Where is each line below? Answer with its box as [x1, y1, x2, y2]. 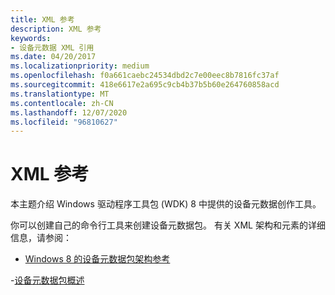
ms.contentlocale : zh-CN [10, 98, 114, 108]
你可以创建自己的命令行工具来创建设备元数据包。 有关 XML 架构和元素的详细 [10, 219, 326, 231]
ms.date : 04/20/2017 [10, 52, 97, 62]
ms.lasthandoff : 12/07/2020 [10, 107, 128, 118]
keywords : [10, 33, 52, 43]
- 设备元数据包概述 [10, 274, 85, 286]
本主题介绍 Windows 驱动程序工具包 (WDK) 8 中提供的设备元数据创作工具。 [10, 198, 322, 210]
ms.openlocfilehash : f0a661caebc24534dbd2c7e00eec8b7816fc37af [10, 71, 280, 81]
